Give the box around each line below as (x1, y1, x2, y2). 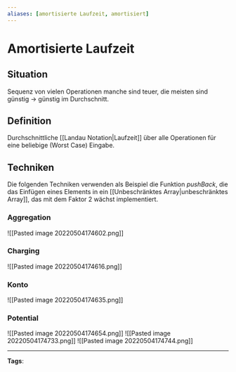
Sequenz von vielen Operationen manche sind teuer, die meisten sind (7, 87, 209, 96)
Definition (7, 115, 51, 127)
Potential (7, 314, 39, 323)
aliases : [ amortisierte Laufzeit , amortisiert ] (7, 10, 150, 18)
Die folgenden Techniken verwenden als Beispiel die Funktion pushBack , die (7, 180, 228, 188)
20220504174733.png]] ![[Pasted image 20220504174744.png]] (7, 337, 193, 345)
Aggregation (7, 212, 51, 222)
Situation (7, 68, 48, 81)
